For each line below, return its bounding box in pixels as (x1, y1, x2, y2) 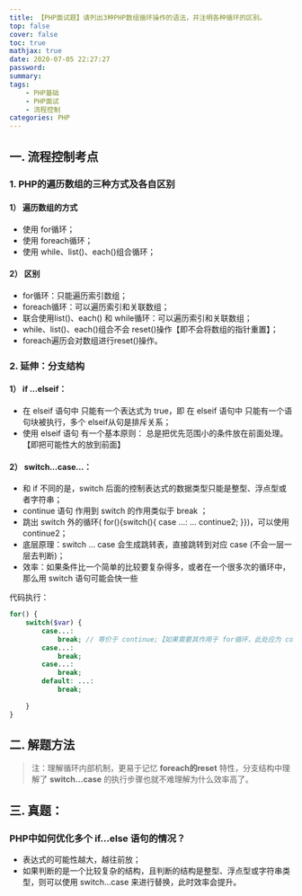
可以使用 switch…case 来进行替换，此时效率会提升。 (46, 877, 242, 888)
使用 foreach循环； (22, 235, 93, 245)
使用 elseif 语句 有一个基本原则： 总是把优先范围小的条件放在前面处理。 (22, 428, 289, 439)
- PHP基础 (25, 88, 60, 97)
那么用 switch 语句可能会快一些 (22, 572, 138, 584)
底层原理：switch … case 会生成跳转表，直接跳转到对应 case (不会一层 (22, 539, 285, 550)
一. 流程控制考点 (9, 149, 99, 164)
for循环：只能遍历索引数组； (22, 289, 129, 301)
